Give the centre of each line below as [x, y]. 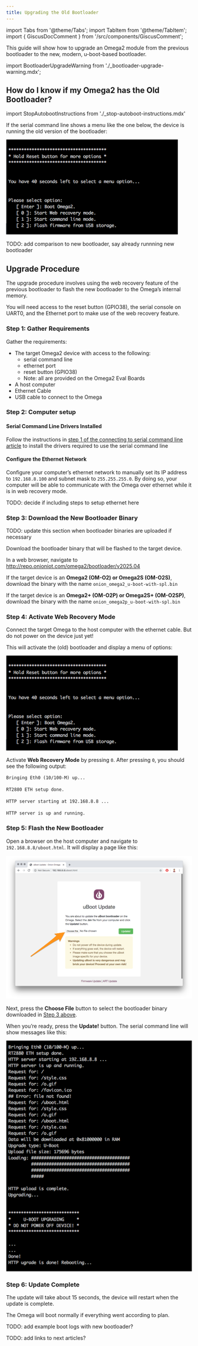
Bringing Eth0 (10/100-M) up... [46, 778]
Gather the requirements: [37, 341]
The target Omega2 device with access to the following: [82, 353]
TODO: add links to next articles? [46, 1338]
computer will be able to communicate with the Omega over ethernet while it [99, 485]
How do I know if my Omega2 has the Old [83, 91]
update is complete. [30, 1303]
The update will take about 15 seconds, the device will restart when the [92, 1297]
